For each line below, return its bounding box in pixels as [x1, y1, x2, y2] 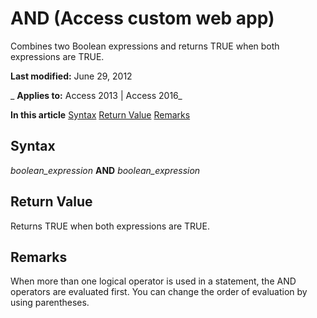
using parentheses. [10, 297, 90, 309]
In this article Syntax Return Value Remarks [10, 108, 191, 121]
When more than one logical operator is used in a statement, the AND [10, 275, 297, 287]
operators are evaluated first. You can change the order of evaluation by [10, 286, 308, 298]
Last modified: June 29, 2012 [10, 70, 133, 82]
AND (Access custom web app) [10, 7, 275, 30]
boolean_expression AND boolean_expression [10, 164, 201, 176]
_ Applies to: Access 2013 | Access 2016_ [10, 89, 183, 101]
